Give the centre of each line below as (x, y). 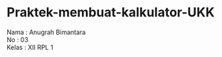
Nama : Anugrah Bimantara (46, 32)
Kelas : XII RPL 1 (30, 47)
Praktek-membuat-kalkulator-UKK (111, 12)
